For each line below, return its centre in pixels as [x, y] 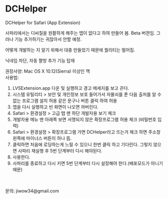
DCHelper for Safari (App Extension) [43, 23]
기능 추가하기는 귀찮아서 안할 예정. [48, 39]
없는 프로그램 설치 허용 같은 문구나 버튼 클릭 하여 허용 [65, 100]
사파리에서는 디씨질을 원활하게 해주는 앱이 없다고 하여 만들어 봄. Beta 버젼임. [80, 33]
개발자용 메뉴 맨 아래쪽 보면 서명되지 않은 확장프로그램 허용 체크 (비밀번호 [85, 119]
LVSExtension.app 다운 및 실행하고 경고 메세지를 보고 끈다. [71, 88]
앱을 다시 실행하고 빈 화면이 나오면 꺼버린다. [56, 107]
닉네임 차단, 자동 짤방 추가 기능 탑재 [40, 60]
